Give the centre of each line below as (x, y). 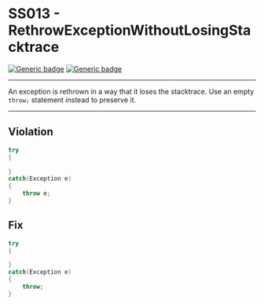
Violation (31, 132)
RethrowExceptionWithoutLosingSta (130, 30)
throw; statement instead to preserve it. (72, 100)
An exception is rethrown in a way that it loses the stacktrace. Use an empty (131, 91)
